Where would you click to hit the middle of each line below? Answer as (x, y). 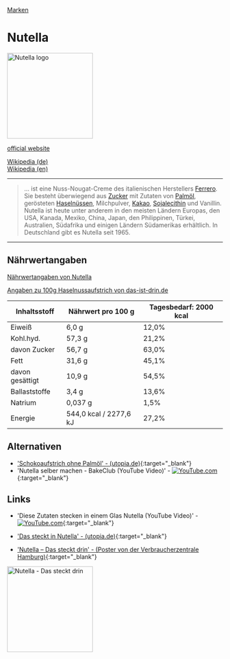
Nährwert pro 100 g (101, 311)
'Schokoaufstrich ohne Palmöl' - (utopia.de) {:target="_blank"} (104, 463)
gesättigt (25, 380)
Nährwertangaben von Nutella (50, 276)
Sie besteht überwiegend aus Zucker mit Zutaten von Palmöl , (110, 195)
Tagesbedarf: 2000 (181, 307)
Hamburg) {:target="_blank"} (57, 557)
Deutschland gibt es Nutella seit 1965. (77, 232)
